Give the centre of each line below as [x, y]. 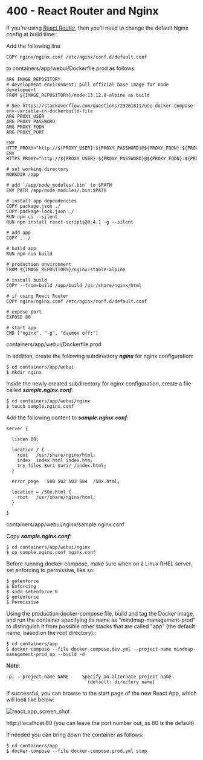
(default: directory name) [121, 682]
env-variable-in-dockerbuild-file [50, 111]
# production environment [39, 264]
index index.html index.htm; [55, 460]
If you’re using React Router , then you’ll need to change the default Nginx [98, 28]
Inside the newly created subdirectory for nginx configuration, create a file [99, 383]
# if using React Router [37, 296]
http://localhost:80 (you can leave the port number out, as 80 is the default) [100, 723]
